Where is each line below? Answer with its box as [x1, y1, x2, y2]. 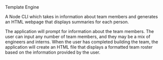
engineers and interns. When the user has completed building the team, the [5, 39, 159, 45]
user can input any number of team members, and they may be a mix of [5, 34, 151, 39]
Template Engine [5, 4, 39, 10]
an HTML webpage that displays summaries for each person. [5, 19, 129, 25]
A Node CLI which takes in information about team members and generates [5, 14, 158, 19]
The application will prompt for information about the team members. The [5, 29, 154, 34]
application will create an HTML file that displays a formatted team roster [5, 44, 153, 50]
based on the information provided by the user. [5, 49, 100, 55]
